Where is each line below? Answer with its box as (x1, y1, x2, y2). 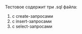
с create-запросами (12, 13, 54, 19)
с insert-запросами (12, 19, 52, 24)
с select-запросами (12, 23, 53, 29)
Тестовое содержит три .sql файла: (5, 4, 78, 10)
